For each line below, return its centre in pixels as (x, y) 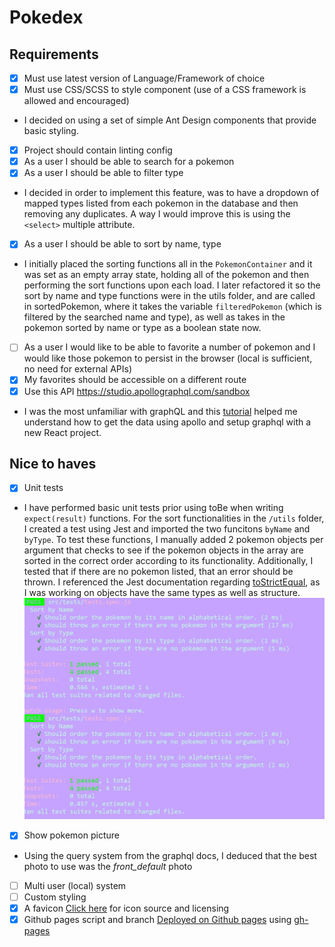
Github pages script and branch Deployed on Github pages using (157, 919)
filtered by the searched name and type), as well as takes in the (154, 317)
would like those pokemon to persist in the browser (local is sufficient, (168, 358)
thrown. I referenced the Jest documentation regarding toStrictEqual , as (172, 582)
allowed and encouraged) (76, 101)
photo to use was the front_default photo (108, 866)
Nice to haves (53, 463)
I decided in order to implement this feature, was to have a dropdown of (171, 193)
